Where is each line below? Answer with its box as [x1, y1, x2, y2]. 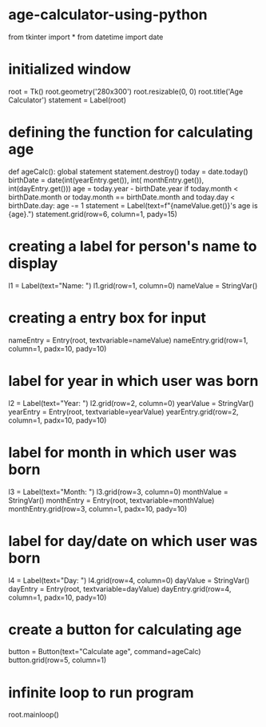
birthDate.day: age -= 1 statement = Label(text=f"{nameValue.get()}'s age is [8, 200, 258, 210]
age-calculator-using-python [8, 6, 208, 24]
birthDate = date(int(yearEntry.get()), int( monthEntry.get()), [8, 175, 204, 185]
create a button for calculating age [8, 621, 242, 638]
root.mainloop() [8, 710, 60, 720]
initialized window [8, 60, 132, 78]
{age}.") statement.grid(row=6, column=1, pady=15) [8, 209, 178, 219]
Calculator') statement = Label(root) [8, 94, 126, 105]
